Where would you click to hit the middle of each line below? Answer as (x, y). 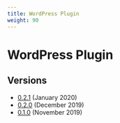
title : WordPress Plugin (43, 14)
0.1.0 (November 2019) (50, 112)
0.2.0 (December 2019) (51, 105)
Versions (27, 81)
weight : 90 (23, 20)
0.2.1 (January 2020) (47, 97)
